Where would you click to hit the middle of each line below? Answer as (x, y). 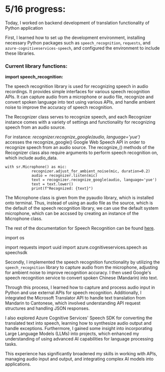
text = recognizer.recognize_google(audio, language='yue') (94, 180)
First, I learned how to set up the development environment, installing (75, 37)
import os (15, 238)
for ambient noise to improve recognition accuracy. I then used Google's (78, 273)
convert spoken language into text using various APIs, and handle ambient (80, 102)
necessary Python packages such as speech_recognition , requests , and (78, 42)
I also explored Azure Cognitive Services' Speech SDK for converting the (79, 318)
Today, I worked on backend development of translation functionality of (77, 23)
